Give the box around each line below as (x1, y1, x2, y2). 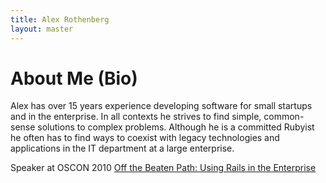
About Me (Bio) (10, 67, 138, 90)
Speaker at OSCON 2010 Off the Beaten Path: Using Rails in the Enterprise (10, 162, 317, 174)
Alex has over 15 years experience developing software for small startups (10, 100, 313, 112)
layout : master (10, 24, 74, 34)
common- (263, 111, 305, 123)
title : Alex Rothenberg (10, 14, 110, 25)
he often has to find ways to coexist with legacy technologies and (10, 132, 280, 144)
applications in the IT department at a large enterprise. (10, 142, 235, 155)
